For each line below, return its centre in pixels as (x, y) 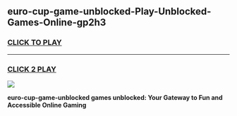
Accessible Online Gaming (47, 105)
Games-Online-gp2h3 (57, 23)
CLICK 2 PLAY (32, 69)
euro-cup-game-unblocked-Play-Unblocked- (109, 12)
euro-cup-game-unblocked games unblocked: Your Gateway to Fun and (115, 97)
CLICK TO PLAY (35, 43)
